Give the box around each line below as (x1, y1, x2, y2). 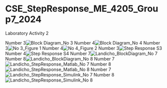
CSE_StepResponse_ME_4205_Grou (5, 3, 158, 14)
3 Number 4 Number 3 (5, 45, 119, 51)
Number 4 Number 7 (5, 50, 91, 56)
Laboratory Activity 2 (5, 30, 49, 36)
